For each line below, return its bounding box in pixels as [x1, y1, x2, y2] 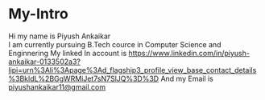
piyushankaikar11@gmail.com [8, 82, 106, 92]
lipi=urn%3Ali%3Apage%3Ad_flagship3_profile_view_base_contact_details [8, 65, 257, 74]
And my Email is [160, 74, 213, 83]
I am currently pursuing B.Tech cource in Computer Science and [8, 39, 222, 49]
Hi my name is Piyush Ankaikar [8, 31, 111, 41]
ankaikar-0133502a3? [8, 57, 81, 66]
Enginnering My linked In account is [8, 48, 127, 58]
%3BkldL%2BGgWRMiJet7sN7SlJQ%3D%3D [8, 74, 159, 83]
